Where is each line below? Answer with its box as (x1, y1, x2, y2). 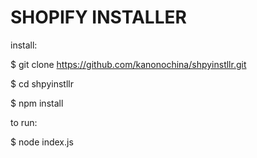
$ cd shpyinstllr (10, 77, 74, 90)
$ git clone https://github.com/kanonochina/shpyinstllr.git (10, 58, 247, 70)
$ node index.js (10, 136, 74, 148)
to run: (10, 116, 38, 128)
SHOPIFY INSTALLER (10, 6, 187, 29)
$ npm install (10, 97, 64, 109)
